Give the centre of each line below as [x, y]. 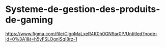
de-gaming [29, 20]
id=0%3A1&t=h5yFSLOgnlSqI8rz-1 [41, 39]
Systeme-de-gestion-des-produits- [83, 9]
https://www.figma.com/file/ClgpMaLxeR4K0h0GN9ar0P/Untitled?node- [81, 33]
